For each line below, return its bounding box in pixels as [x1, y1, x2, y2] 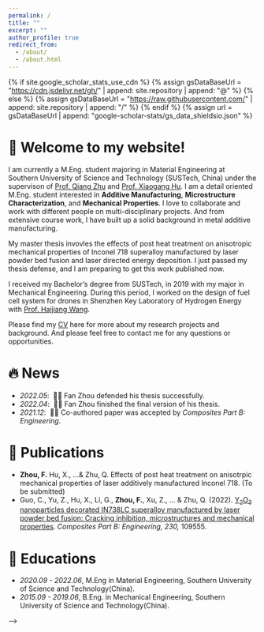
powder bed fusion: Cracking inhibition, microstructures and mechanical [19, 513, 255, 523]
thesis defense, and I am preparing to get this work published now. [8, 264, 225, 273]
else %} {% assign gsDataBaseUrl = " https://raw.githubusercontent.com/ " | [8, 94, 253, 103]
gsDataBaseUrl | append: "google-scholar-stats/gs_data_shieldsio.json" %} [8, 111, 254, 120]
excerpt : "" [8, 26, 47, 34]
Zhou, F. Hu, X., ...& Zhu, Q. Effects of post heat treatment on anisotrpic [19, 469, 252, 479]
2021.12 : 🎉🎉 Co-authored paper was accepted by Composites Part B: [19, 408, 246, 417]
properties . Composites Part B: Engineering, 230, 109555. [19, 522, 207, 532]
